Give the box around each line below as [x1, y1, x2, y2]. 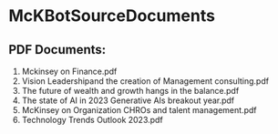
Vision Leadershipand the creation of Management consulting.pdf [21, 76, 270, 87]
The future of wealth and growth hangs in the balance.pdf [21, 86, 240, 96]
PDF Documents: [8, 42, 107, 57]
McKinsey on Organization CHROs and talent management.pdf [21, 105, 257, 115]
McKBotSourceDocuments [8, 5, 216, 26]
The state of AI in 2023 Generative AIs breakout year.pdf [21, 95, 235, 106]
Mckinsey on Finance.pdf [21, 66, 118, 77]
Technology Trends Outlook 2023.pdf [21, 115, 163, 125]
